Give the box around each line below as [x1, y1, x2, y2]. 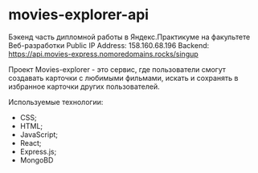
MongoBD [19, 155, 54, 165]
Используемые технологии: [8, 97, 104, 107]
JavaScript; [19, 130, 59, 139]
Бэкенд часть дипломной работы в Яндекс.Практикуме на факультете [8, 32, 251, 42]
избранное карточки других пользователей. [8, 82, 160, 91]
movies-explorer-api [8, 6, 149, 24]
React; [19, 138, 42, 147]
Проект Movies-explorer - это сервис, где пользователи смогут [8, 64, 227, 74]
